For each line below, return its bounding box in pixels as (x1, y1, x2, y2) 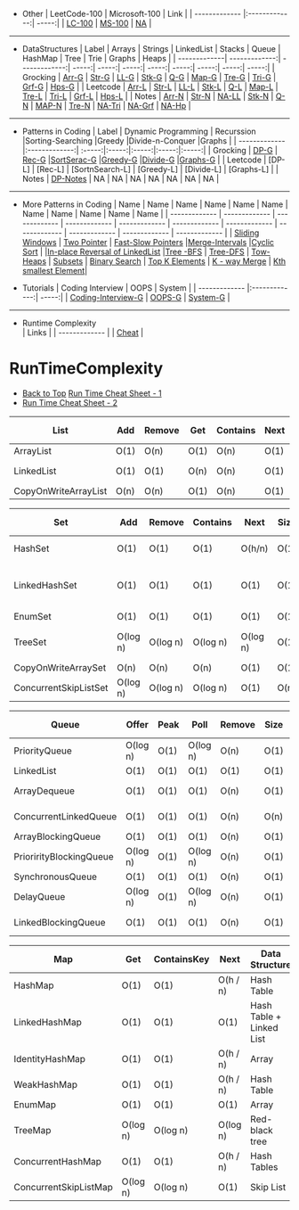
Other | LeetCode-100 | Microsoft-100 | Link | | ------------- (21, 9, 242, 19)
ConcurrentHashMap (13, 1155, 102, 1167)
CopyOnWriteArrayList (13, 484, 108, 497)
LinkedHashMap (13, 1016, 82, 1028)
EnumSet (13, 610, 52, 622)
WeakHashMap (13, 1078, 78, 1091)
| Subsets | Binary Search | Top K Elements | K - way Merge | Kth (48, 256, 287, 267)
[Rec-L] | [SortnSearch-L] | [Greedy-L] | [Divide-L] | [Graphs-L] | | (36, 164, 279, 174)
